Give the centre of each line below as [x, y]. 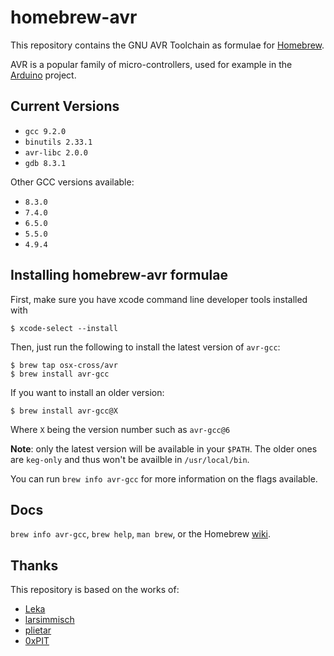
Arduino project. [43, 75]
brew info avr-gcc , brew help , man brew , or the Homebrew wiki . [141, 534]
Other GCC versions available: [72, 182]
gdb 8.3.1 [45, 163]
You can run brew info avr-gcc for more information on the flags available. [164, 478]
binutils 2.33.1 [58, 142]
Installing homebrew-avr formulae [119, 275]
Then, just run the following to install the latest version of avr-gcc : [145, 347]
